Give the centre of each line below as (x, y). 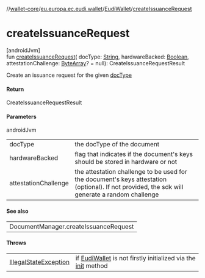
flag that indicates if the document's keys (134, 154)
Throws (16, 243)
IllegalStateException (40, 262)
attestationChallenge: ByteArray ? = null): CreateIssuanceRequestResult (95, 63)
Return (15, 89)
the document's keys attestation (120, 179)
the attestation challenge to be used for (131, 172)
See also (17, 211)
